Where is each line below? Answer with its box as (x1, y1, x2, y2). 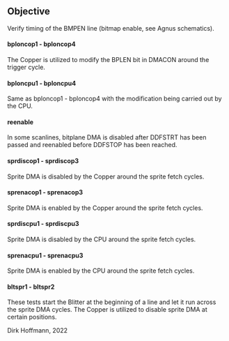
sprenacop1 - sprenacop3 (7, 188, 84, 197)
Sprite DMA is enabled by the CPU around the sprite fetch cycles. (7, 266, 195, 275)
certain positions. (7, 313, 57, 321)
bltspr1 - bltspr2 (7, 282, 55, 291)
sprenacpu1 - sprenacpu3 (7, 251, 84, 259)
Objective (7, 6, 51, 17)
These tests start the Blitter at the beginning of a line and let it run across (7, 298, 216, 306)
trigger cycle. (7, 63, 45, 72)
